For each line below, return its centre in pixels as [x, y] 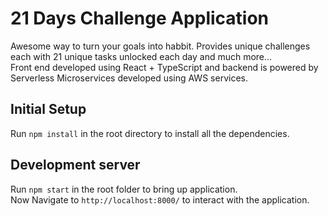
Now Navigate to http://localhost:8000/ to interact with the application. [160, 199]
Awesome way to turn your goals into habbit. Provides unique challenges [160, 46]
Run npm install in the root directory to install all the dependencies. [150, 133]
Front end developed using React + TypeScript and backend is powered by [164, 67]
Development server [75, 165]
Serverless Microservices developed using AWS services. [129, 78]
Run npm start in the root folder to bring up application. [124, 189]
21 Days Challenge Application [140, 18]
